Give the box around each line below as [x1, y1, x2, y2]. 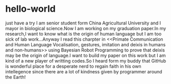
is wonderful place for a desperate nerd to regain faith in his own [5, 63, 141, 69]
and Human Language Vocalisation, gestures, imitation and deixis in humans [5, 41, 166, 47]
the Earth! [5, 74, 26, 80]
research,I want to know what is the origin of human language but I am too [5, 31, 162, 37]
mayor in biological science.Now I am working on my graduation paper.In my [5, 25, 166, 31]
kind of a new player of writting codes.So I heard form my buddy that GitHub [5, 58, 166, 64]
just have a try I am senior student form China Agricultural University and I [5, 20, 161, 26]
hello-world [5, 3, 56, 15]
